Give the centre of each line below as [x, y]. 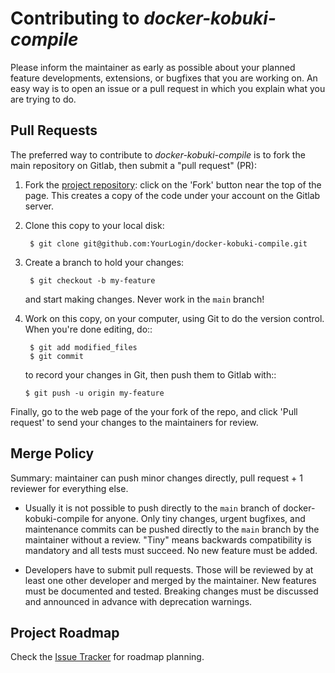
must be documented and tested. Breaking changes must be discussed [171, 591]
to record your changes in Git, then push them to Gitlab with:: [150, 374]
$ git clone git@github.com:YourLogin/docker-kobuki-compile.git [168, 243]
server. [39, 206]
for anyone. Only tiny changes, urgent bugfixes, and [198, 518]
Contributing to [75, 18]
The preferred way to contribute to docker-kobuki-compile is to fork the [158, 154]
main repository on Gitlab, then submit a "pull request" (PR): [133, 165]
